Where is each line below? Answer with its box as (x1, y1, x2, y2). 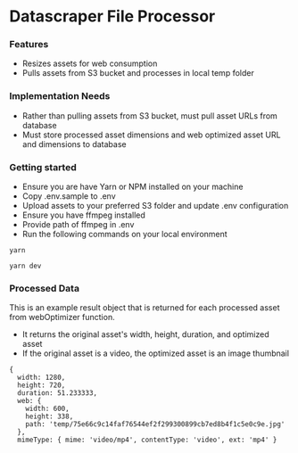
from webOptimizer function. (9, 312, 115, 323)
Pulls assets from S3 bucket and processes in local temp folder (21, 68, 254, 78)
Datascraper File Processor (9, 6, 216, 27)
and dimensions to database (21, 138, 127, 149)
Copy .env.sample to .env (21, 191, 116, 202)
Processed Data (9, 283, 80, 294)
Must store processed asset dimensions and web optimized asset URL (21, 129, 281, 140)
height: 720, (17, 381, 66, 390)
